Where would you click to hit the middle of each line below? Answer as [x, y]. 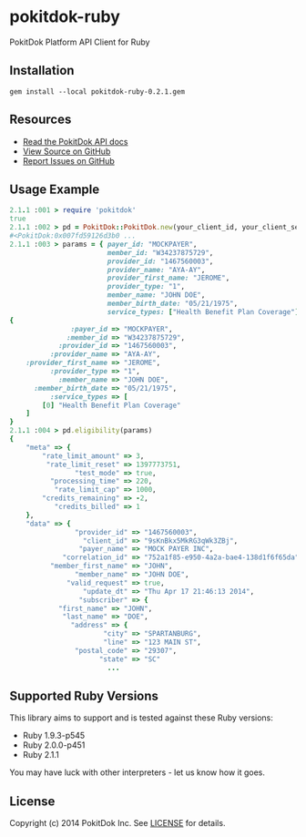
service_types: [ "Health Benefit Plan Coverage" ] [203, 311]
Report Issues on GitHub [69, 160]
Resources [41, 120]
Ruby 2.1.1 [41, 755]
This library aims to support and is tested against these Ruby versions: [141, 718]
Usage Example [55, 189]
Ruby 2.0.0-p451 [54, 745]
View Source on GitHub [66, 151]
